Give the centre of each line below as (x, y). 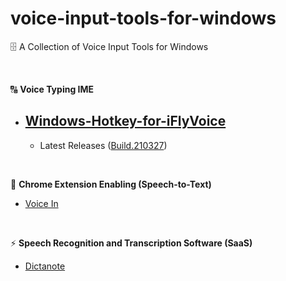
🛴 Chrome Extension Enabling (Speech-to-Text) (111, 184)
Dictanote (45, 266)
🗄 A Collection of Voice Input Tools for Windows (109, 46)
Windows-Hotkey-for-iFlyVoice (125, 121)
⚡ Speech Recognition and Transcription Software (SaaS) (131, 243)
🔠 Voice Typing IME (52, 89)
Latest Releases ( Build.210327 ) (103, 145)
